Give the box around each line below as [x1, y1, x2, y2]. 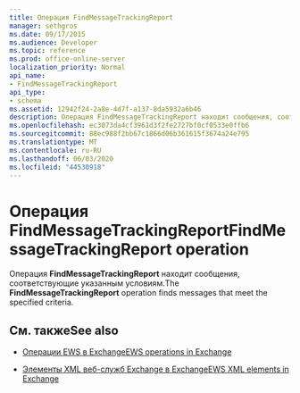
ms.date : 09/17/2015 [9, 29, 87, 38]
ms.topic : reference [9, 46, 87, 55]
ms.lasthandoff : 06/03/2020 [9, 154, 114, 163]
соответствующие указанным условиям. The [9, 278, 180, 288]
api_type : [9, 88, 46, 96]
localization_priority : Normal [9, 63, 126, 72]
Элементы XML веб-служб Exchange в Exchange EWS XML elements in [21, 364, 290, 375]
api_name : [9, 71, 46, 80]
